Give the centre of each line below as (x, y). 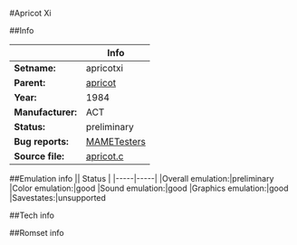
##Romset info (37, 233)
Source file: (39, 156)
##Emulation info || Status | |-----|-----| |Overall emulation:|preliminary (142, 179)
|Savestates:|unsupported (58, 198)
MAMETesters (116, 141)
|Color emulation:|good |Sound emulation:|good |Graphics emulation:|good (149, 188)
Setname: (35, 68)
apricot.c (105, 156)
